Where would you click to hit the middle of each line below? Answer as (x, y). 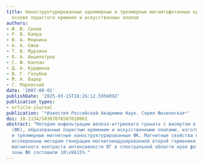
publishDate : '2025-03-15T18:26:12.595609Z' (63, 96)
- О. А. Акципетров (31, 57)
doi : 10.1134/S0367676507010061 (47, 118)
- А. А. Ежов (23, 46)
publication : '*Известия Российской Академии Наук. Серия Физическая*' (98, 113)
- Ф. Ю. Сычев (24, 29)
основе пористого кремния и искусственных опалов (75, 18)
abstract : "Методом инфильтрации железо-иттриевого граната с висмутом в (101, 125)
